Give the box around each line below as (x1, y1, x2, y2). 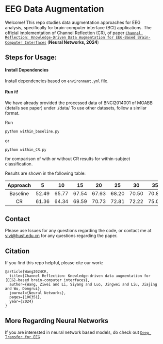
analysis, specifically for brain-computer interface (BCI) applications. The (5, 24, 152, 30)
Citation (5, 247, 30, 255)
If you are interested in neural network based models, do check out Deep (5, 329, 149, 335)
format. (5, 110, 20, 116)
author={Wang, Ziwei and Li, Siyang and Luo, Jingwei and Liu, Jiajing (9, 282, 158, 287)
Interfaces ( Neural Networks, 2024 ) (24, 39, 99, 45)
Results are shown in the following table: (5, 170, 86, 176)
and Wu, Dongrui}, (5, 286, 42, 291)
